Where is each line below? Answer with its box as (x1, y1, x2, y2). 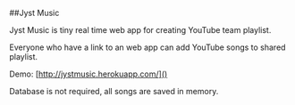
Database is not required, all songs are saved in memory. (9, 86, 219, 96)
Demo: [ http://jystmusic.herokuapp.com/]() (9, 69, 168, 79)
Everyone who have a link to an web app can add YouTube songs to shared (9, 42, 286, 52)
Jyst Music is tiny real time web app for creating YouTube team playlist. (9, 25, 272, 35)
